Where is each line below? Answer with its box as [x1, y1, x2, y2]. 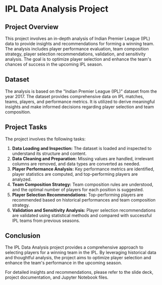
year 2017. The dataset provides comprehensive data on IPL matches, [5, 93, 144, 99]
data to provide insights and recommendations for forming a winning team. [5, 41, 154, 47]
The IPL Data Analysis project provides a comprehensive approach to [5, 244, 144, 251]
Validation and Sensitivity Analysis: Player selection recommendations [12, 207, 156, 213]
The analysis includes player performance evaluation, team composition [5, 46, 149, 51]
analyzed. [12, 176, 32, 182]
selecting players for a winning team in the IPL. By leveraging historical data [5, 250, 157, 255]
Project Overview [5, 23, 59, 31]
